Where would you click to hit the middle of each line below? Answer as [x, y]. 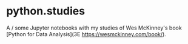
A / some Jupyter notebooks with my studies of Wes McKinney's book [94, 28]
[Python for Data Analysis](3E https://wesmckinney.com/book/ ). [86, 34]
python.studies [46, 11]
